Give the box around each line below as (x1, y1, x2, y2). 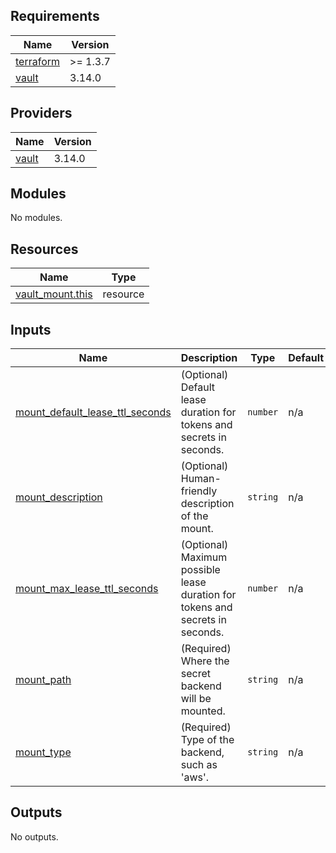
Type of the (180, 733, 235, 747)
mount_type (15, 745, 72, 759)
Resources (10, 240, 79, 258)
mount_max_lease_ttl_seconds (15, 582, 159, 596)
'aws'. (180, 770, 210, 784)
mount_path (15, 673, 72, 687)
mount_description (15, 490, 103, 504)
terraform (15, 54, 61, 68)
